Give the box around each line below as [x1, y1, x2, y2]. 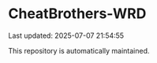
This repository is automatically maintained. [8, 46, 150, 55]
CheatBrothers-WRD [8, 5, 147, 23]
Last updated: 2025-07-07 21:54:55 [8, 31, 125, 40]
